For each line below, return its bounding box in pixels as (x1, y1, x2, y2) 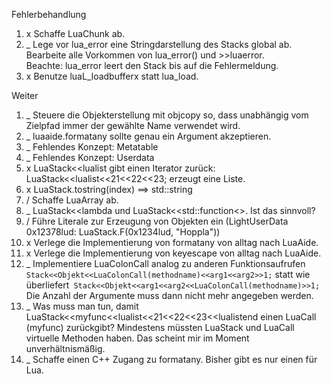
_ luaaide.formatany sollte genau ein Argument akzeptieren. (25, 130, 272, 142)
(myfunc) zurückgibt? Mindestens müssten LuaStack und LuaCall (25, 322, 295, 333)
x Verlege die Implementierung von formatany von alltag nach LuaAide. (25, 237, 319, 248)
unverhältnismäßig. (25, 343, 106, 354)
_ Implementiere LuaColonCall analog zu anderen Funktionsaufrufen (25, 258, 306, 269)
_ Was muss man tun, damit (25, 300, 139, 312)
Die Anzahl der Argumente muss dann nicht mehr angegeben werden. (25, 290, 314, 301)
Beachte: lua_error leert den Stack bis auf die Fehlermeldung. (25, 60, 279, 71)
